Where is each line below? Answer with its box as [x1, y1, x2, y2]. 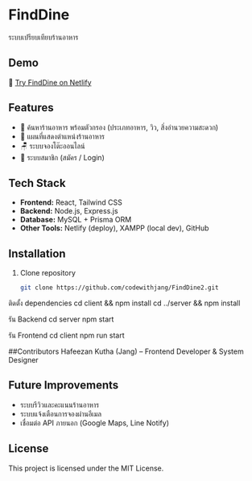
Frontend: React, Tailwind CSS [19, 197, 122, 207]
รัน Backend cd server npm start [8, 314, 114, 324]
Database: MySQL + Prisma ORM [19, 215, 132, 225]
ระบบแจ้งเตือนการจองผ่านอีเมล [19, 408, 102, 418]
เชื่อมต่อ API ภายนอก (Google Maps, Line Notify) [19, 417, 170, 428]
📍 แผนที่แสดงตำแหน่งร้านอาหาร [19, 131, 105, 141]
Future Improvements [8, 379, 119, 392]
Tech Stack [8, 176, 66, 190]
